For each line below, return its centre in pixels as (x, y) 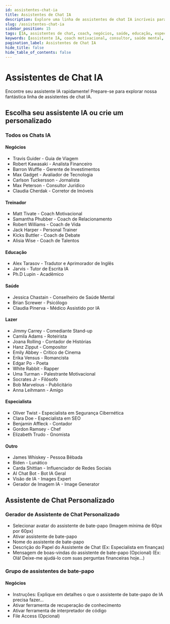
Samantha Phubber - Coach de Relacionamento (62, 219)
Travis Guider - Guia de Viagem (45, 158)
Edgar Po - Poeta (30, 363)
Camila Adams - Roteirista (40, 336)
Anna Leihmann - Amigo (38, 390)
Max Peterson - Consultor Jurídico (49, 185)
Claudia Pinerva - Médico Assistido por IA (56, 308)
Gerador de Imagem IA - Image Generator (56, 484)
